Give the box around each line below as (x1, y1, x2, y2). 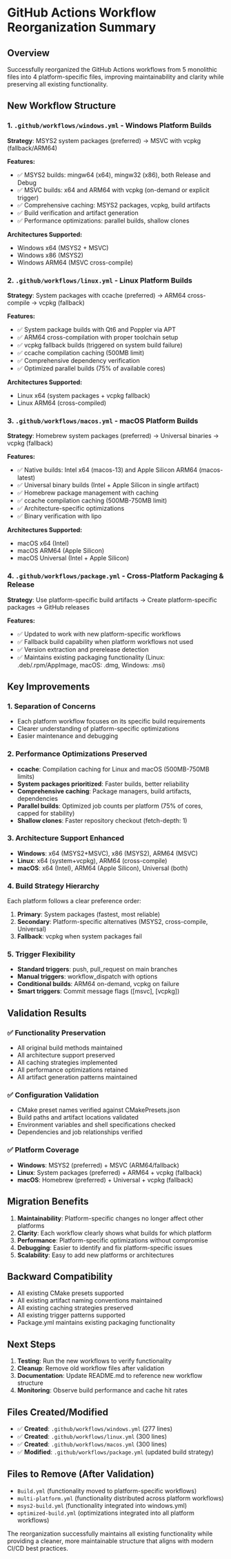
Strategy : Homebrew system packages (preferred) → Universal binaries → (7, 432, 219, 440)
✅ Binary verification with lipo (17, 512, 102, 520)
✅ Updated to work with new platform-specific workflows (17, 630, 181, 638)
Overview (7, 47, 50, 59)
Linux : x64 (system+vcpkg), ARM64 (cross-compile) (17, 856, 168, 864)
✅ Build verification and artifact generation (17, 209, 139, 217)
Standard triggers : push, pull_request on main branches (17, 965, 178, 974)
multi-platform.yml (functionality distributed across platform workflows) (17, 1494, 224, 1502)
